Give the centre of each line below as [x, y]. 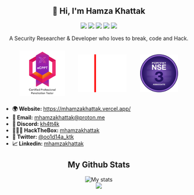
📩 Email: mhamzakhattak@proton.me [58, 117]
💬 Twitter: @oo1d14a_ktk [43, 136]
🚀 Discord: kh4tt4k [35, 124]
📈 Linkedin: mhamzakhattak [48, 144]
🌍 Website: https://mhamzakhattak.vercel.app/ [72, 108]
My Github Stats [99, 165]
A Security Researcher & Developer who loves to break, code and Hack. [99, 38]
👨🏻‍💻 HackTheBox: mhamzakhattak [56, 130]
